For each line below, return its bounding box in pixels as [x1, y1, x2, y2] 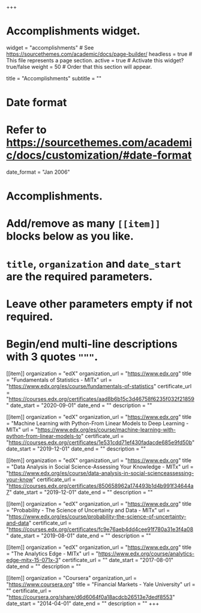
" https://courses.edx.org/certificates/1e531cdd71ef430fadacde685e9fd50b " [6, 439, 195, 446]
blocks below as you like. [6, 230, 134, 243]
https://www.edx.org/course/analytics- [98, 549, 195, 557]
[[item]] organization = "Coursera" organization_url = [6, 574, 137, 581]
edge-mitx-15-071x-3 [6, 556, 59, 563]
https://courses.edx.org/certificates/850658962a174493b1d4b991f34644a [8, 482, 194, 489]
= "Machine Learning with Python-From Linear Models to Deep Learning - [6, 419, 189, 427]
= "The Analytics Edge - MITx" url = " [6, 549, 99, 557]
